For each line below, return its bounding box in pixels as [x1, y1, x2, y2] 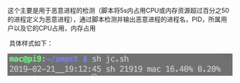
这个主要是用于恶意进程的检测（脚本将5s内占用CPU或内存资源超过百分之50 [7, 6, 230, 14]
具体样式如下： [9, 39, 54, 48]
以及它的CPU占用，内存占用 [13, 24, 96, 32]
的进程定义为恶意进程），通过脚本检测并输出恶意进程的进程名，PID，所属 [7, 15, 221, 23]
